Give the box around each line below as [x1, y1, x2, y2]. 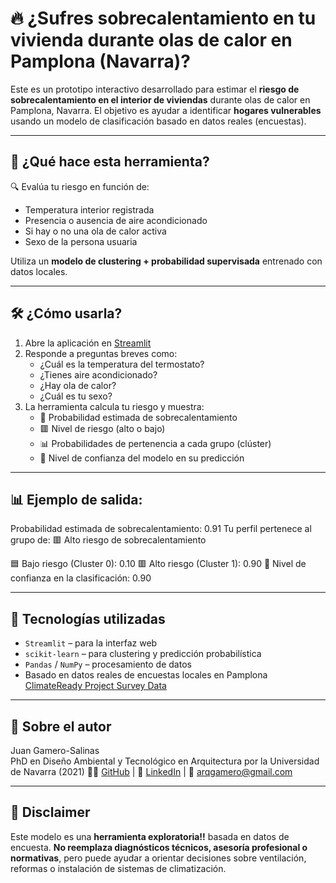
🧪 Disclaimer [10, 804, 91, 821]
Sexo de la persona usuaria [24, 235, 138, 247]
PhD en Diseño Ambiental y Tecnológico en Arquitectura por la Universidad [10, 755, 320, 767]
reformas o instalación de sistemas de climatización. [10, 862, 227, 874]
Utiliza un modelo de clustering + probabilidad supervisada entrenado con [10, 255, 323, 267]
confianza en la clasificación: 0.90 [10, 572, 152, 584]
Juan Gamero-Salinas [10, 745, 100, 756]
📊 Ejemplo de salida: [10, 491, 143, 508]
